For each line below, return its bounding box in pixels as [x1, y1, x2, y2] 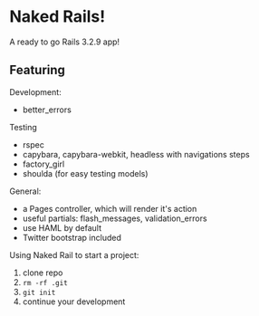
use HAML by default [22, 222, 102, 233]
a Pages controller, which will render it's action [22, 203, 197, 214]
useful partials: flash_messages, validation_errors [22, 213, 207, 224]
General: [9, 186, 42, 196]
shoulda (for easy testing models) [22, 168, 149, 178]
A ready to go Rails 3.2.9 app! [9, 36, 120, 47]
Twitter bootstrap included [22, 232, 122, 243]
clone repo [22, 267, 63, 278]
